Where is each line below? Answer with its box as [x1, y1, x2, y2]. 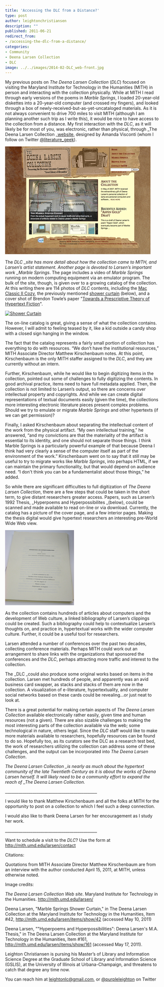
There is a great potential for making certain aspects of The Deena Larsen [5, 707, 155, 713]
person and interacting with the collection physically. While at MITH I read [5, 90, 154, 96]
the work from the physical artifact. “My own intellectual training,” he [5, 427, 143, 433]
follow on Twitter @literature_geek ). [5, 137, 77, 143]
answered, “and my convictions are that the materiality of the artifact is [5, 432, 148, 438]
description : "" [5, 24, 38, 29]
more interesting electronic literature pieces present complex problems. [5, 402, 149, 408]
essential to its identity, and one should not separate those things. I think [5, 438, 151, 444]
